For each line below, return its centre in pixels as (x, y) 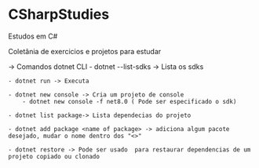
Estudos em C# (33, 36)
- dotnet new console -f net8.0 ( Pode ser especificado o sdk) (129, 101)
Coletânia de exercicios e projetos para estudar (85, 51)
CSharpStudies (59, 15)
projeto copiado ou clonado (54, 156)
